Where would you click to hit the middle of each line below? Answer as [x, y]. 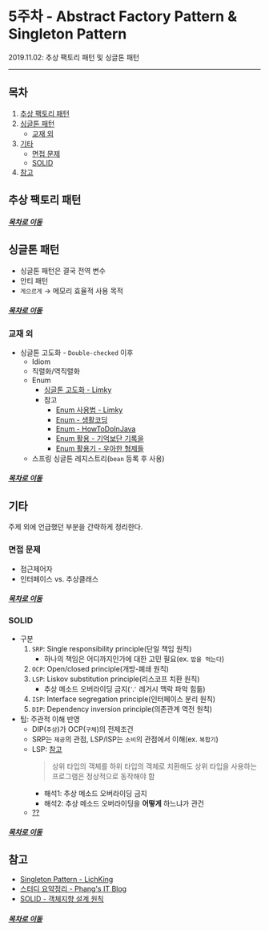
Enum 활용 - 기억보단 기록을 [100, 438]
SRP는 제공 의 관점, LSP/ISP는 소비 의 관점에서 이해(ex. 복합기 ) [125, 739]
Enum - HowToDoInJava [96, 429]
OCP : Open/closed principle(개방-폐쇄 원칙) [100, 668]
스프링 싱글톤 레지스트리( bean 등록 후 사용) [98, 458]
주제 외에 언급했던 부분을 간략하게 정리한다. [76, 527]
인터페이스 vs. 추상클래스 [59, 578]
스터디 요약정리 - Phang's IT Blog [73, 889]
